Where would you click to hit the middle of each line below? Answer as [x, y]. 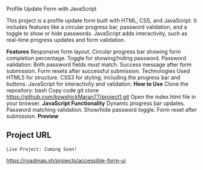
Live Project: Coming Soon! [42, 149]
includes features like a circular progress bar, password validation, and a [97, 27]
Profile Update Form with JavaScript [52, 9]
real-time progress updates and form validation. [66, 40]
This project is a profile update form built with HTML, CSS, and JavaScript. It [101, 20]
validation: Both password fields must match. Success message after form [99, 64]
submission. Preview [32, 116]
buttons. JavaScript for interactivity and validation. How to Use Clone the [98, 84]
